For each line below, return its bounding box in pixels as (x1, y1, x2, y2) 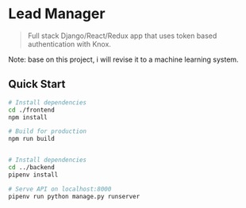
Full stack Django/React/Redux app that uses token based (27, 31, 217, 40)
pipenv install (8, 171, 59, 179)
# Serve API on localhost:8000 (8, 185, 112, 193)
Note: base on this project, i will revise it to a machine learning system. (8, 55, 240, 64)
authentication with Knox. (27, 39, 111, 48)
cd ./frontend (8, 106, 56, 114)
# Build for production (8, 127, 87, 135)
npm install (8, 113, 48, 121)
